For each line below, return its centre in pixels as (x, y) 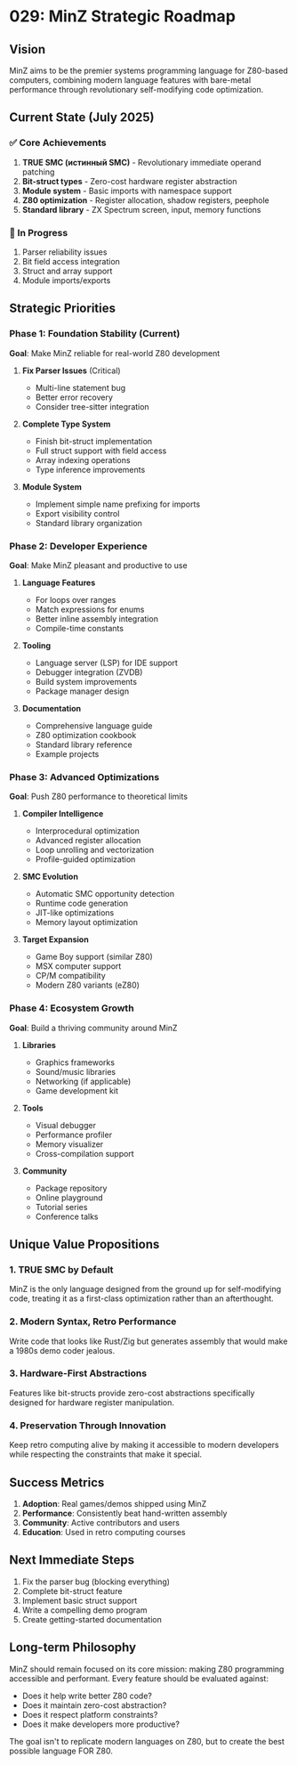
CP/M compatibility (71, 976)
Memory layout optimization (87, 923)
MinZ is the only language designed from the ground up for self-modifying (145, 1289)
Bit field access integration (71, 261)
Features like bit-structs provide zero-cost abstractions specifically (132, 1393)
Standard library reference (84, 744)
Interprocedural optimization (88, 831)
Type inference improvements (90, 469)
